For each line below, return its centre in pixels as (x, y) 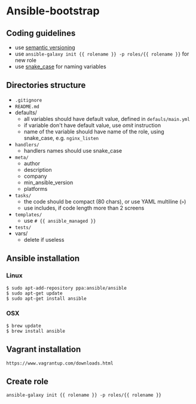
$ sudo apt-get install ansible (46, 298)
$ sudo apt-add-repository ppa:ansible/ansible (67, 288)
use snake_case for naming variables (60, 66)
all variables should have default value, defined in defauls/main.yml (107, 119)
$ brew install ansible (36, 331)
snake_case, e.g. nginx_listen (61, 138)
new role (26, 60)
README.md (27, 107)
